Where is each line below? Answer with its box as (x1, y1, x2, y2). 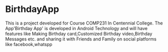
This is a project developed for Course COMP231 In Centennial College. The (5, 20, 163, 26)
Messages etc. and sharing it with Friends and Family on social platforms (5, 36, 157, 42)
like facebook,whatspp (5, 41, 52, 47)
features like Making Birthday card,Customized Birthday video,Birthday (5, 30, 152, 36)
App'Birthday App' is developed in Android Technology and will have (5, 25, 148, 31)
